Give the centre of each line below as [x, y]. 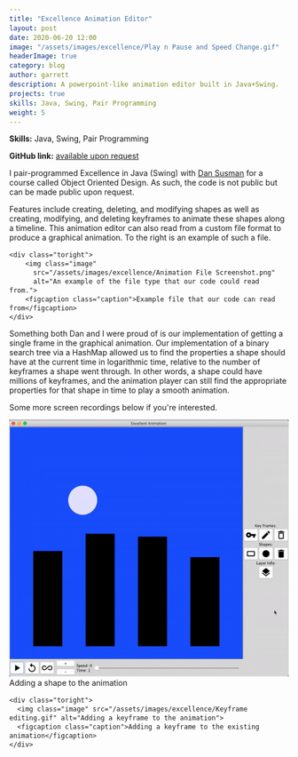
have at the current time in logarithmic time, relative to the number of [135, 362]
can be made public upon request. [72, 192]
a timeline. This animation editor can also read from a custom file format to [145, 228]
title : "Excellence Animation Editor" [81, 19]
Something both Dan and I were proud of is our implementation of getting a [146, 334]
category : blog [37, 66]
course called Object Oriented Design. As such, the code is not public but [143, 183]
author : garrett [39, 76]
